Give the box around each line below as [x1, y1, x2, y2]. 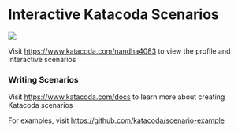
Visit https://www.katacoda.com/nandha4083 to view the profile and [8, 46, 231, 56]
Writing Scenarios [8, 74, 79, 85]
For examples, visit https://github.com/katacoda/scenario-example [8, 116, 225, 125]
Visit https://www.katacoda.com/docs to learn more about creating [8, 92, 225, 102]
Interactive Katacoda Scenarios [8, 6, 219, 24]
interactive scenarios [8, 54, 76, 64]
